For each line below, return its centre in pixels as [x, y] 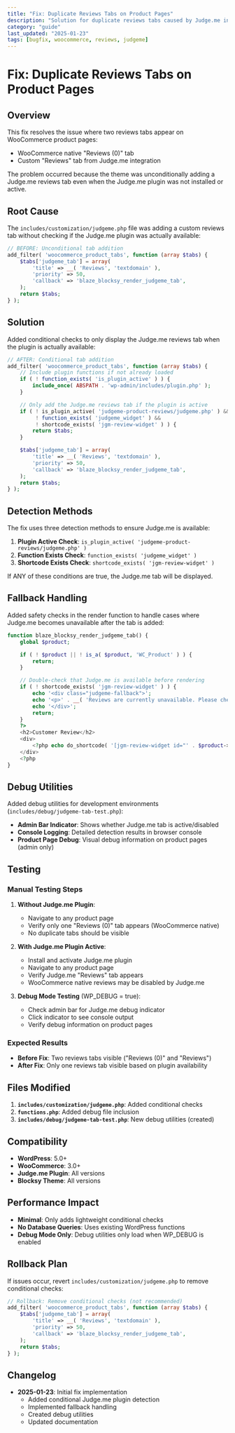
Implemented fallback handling [72, 1407]
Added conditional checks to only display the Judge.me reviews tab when [114, 339]
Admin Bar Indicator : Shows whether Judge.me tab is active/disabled [118, 825]
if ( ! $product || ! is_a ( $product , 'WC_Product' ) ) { [106, 654]
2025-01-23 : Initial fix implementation [72, 1392]
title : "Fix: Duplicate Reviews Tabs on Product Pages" [90, 14]
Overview [29, 115]
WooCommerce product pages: [52, 140]
